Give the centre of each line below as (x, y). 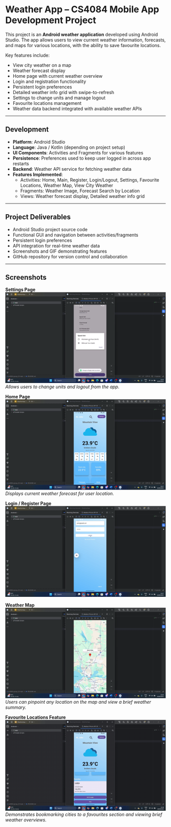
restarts (21, 163)
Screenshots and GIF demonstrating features (60, 251)
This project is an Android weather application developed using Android (82, 34)
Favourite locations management (47, 103)
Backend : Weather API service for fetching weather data (72, 169)
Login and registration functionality (49, 81)
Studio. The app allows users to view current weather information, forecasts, (85, 40)
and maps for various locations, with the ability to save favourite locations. (83, 45)
